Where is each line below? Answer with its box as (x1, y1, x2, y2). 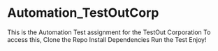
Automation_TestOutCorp (7, 5, 159, 21)
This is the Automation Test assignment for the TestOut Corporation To (7, 28, 211, 36)
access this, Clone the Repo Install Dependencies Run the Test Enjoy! (7, 35, 207, 43)
